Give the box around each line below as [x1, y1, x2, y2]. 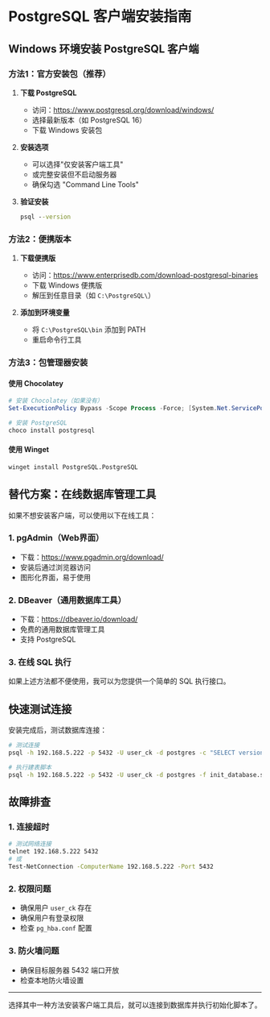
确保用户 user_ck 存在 [19, 903, 92, 913]
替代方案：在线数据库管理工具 [8, 488, 157, 501]
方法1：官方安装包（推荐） [8, 68, 111, 79]
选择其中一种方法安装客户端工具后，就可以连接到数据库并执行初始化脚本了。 [8, 1000, 262, 1010]
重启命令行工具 [31, 335, 82, 345]
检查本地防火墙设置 [19, 975, 84, 985]
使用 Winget [8, 445, 50, 455]
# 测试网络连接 [8, 840, 52, 849]
